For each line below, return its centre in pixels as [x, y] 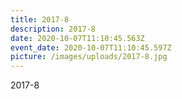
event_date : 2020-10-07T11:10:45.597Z [91, 47]
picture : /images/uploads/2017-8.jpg [89, 57]
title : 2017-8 [40, 19]
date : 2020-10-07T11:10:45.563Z [77, 38]
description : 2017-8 [53, 29]
